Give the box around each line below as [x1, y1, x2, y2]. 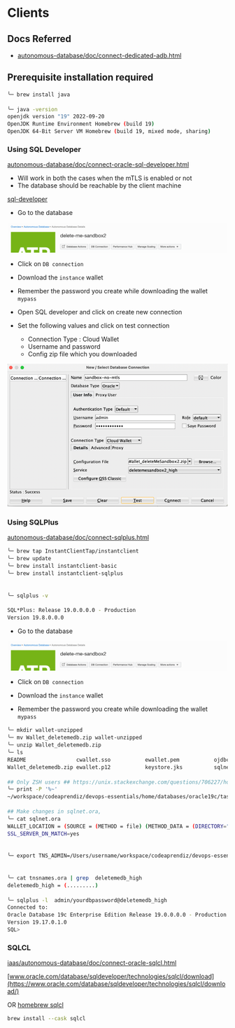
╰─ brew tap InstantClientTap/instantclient [7, 548, 139, 555]
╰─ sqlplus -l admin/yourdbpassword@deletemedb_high [7, 896, 168, 904]
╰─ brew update [7, 555, 52, 562]
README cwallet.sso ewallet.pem [7, 756, 180, 763]
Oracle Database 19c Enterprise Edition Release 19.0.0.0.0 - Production [7, 912, 227, 919]
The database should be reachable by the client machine [17, 181, 182, 190]
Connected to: [7, 904, 49, 911]
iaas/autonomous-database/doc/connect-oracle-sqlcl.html [7, 959, 177, 967]
